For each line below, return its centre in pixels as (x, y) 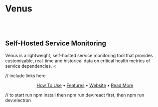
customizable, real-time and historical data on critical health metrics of (78, 61)
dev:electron (18, 100)
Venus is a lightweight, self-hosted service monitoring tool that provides (79, 55)
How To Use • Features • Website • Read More (85, 85)
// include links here (25, 76)
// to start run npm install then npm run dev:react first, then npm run (75, 95)
